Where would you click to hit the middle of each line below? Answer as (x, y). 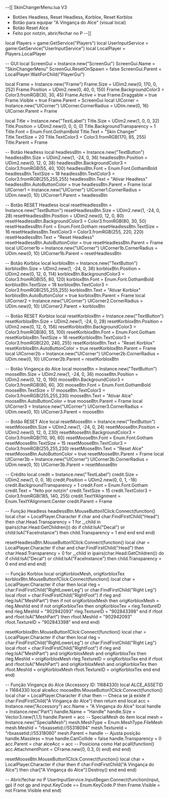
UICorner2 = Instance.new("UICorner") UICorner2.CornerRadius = (74, 301)
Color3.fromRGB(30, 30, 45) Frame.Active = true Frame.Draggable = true (81, 95)
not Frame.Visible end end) (33, 790)
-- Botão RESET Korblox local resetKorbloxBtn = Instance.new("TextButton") (84, 316)
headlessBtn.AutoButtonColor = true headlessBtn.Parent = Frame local (79, 184)
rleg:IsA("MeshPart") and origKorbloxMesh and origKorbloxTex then (76, 653)
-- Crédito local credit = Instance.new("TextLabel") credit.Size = (72, 474)
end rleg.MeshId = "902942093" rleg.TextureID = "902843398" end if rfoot (84, 611)
